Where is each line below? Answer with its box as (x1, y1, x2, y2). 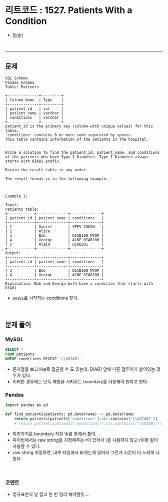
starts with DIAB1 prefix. (5, 158, 61, 164)
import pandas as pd (5, 403, 48, 408)
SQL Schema (5, 75, 28, 80)
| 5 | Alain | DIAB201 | (5, 242, 104, 247)
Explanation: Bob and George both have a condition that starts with (5, 281, 153, 286)
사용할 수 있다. (12, 443, 41, 449)
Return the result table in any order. (5, 167, 88, 172)
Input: (5, 202, 19, 207)
